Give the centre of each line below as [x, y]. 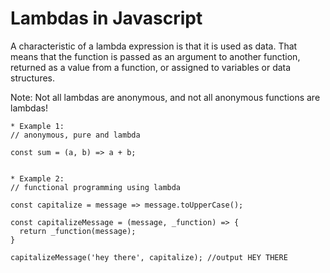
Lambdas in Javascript [106, 18]
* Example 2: [37, 178]
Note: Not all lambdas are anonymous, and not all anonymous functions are [165, 97]
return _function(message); [78, 231]
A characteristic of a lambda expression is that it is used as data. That [154, 46]
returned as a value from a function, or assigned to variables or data [151, 67]
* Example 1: [37, 126]
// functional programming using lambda [96, 187]
